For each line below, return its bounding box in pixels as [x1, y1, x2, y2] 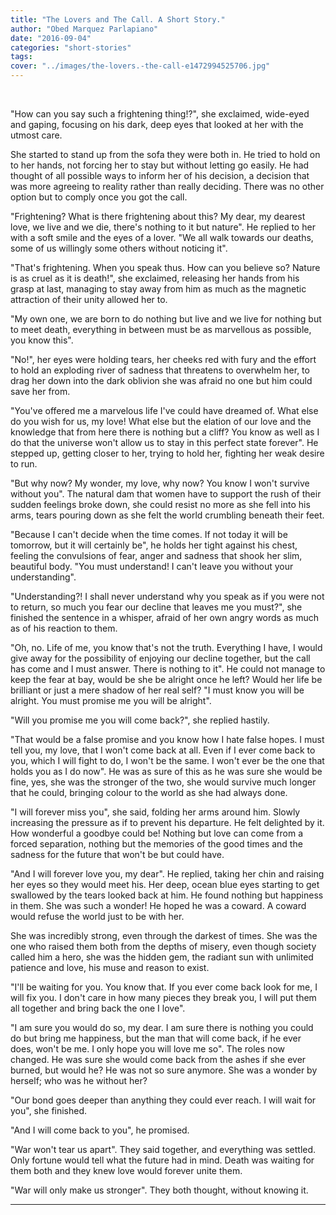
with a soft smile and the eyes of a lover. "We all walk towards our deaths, [10, 232, 314, 243]
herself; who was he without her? [10, 1075, 148, 1086]
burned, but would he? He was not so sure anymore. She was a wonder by [10, 1064, 318, 1076]
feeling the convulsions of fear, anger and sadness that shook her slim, [10, 550, 303, 561]
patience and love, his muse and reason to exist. [10, 962, 210, 973]
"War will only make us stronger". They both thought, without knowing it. [10, 1184, 309, 1196]
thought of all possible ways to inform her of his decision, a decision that [10, 170, 310, 181]
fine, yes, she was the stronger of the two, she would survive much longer [10, 776, 317, 788]
